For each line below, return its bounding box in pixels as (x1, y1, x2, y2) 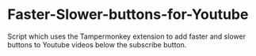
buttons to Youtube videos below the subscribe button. (7, 39, 187, 49)
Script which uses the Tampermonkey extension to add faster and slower (7, 32, 246, 41)
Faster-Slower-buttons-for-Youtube (7, 6, 249, 24)
